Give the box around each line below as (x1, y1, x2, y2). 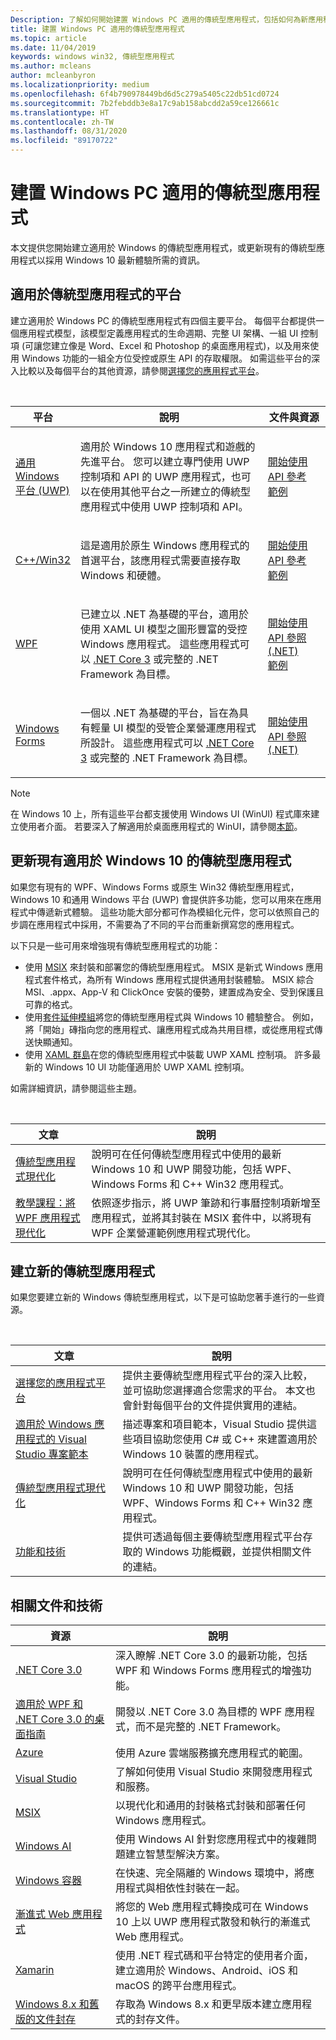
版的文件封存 (15, 2012, 77, 2026)
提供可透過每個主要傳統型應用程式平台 (122, 1530, 303, 1544)
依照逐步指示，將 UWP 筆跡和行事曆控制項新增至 (91, 1196, 321, 1210)
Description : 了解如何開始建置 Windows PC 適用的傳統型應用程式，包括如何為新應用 (10, 14, 324, 25)
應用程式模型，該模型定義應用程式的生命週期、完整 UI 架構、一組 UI (18, 327, 299, 339)
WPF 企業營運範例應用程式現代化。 (91, 1226, 257, 1240)
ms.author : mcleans (10, 61, 92, 71)
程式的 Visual (25, 1432, 87, 1446)
